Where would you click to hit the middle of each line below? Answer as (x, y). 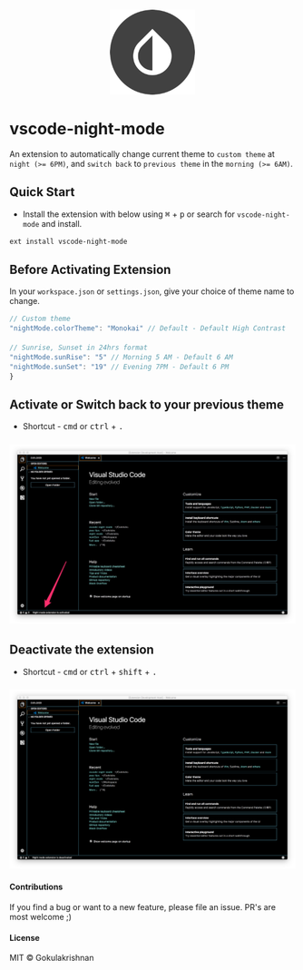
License (25, 937)
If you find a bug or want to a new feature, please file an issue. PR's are (143, 907)
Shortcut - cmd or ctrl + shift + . (89, 671)
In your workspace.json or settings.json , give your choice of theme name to (152, 291)
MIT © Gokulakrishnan (52, 958)
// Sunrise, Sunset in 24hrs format (78, 348)
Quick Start (42, 192)
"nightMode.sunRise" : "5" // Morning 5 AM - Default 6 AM (121, 357)
